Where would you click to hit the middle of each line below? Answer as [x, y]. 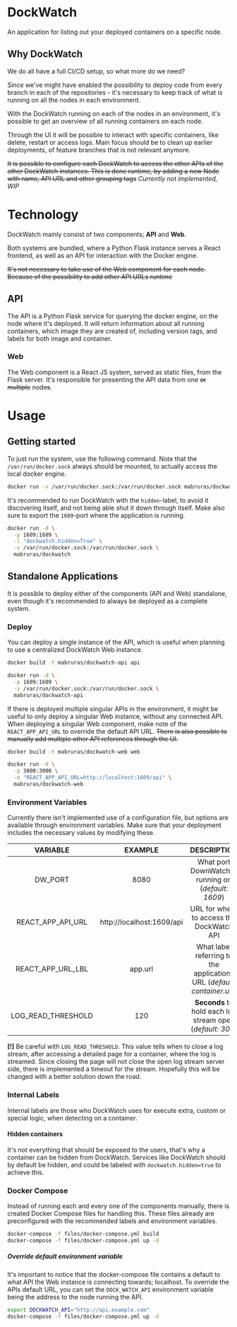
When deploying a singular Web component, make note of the [97, 724]
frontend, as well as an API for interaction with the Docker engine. [103, 255]
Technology [43, 215]
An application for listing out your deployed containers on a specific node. [115, 32]
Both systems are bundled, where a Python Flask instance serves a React [114, 247]
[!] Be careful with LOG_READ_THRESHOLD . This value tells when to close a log [115, 1046]
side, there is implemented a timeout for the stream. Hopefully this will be [114, 1069]
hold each [208, 1012]
